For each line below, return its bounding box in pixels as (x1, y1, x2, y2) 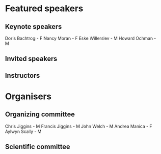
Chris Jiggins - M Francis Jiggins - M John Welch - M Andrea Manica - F (5, 123, 152, 129)
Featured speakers (5, 3, 83, 14)
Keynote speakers (5, 22, 62, 31)
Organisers (5, 91, 52, 102)
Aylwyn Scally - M (5, 128, 42, 134)
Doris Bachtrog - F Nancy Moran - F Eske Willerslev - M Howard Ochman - (5, 35, 156, 41)
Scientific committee (5, 143, 70, 151)
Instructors (5, 71, 40, 80)
